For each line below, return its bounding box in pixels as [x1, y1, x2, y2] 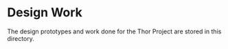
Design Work [7, 5, 82, 20]
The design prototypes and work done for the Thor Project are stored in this [7, 27, 222, 35]
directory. [7, 34, 34, 42]
